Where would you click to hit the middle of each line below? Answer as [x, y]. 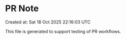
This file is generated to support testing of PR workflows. [63, 31]
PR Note [22, 9]
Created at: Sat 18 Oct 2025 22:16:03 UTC [48, 22]
